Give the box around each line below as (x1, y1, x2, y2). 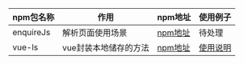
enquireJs (12, 27, 51, 38)
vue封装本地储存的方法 (61, 42, 149, 53)
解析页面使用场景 (61, 27, 128, 38)
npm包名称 (12, 12, 55, 22)
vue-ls (12, 42, 39, 53)
